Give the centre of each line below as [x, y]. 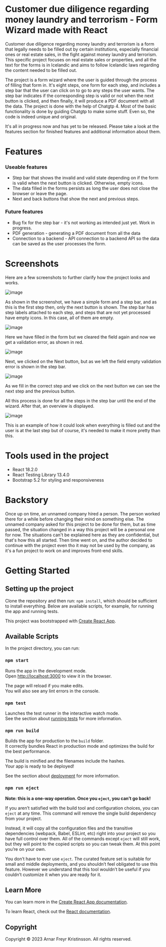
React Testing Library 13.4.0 [41, 475]
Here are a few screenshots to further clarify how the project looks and [78, 277]
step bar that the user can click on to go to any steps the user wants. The [80, 90]
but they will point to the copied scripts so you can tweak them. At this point [83, 844]
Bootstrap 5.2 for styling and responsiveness [58, 480]
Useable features [26, 167]
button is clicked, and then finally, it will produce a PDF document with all [80, 101]
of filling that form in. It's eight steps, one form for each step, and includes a [83, 85]
